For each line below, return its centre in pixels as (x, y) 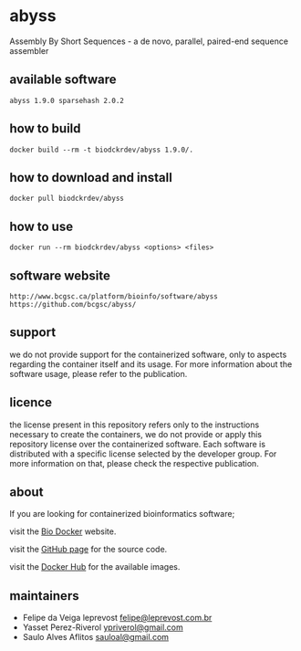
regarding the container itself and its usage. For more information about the (151, 364)
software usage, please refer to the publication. (99, 373)
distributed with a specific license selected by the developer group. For (143, 454)
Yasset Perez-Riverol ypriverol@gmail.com (103, 627)
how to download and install (91, 178)
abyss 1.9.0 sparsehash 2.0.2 (67, 100)
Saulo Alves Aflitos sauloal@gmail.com (96, 637)
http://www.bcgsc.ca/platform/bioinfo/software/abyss (114, 297)
